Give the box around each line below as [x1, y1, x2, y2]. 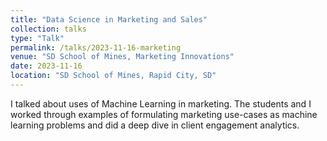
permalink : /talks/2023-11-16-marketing [10, 42, 182, 53]
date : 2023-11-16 [10, 61, 83, 71]
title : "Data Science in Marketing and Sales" [10, 14, 208, 25]
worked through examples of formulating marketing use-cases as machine [10, 108, 318, 120]
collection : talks [10, 24, 87, 34]
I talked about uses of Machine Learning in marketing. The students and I [10, 97, 312, 110]
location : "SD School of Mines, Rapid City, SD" [10, 71, 217, 81]
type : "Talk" [10, 33, 65, 43]
